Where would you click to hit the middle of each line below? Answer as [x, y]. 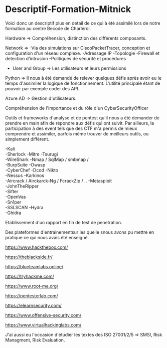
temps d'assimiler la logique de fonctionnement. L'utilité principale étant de [83, 83]
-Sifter [12, 191]
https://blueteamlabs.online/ [34, 266]
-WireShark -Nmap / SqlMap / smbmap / [47, 159]
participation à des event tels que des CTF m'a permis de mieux [71, 128]
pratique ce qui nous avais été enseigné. [47, 237]
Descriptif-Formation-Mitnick [68, 9]
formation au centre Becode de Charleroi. [48, 28]
